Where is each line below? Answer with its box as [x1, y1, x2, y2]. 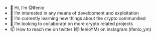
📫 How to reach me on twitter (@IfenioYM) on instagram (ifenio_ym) [10, 26, 151, 32]
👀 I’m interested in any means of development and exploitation [10, 10, 139, 16]
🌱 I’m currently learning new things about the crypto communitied [10, 15, 146, 21]
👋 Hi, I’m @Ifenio [10, 5, 45, 10]
